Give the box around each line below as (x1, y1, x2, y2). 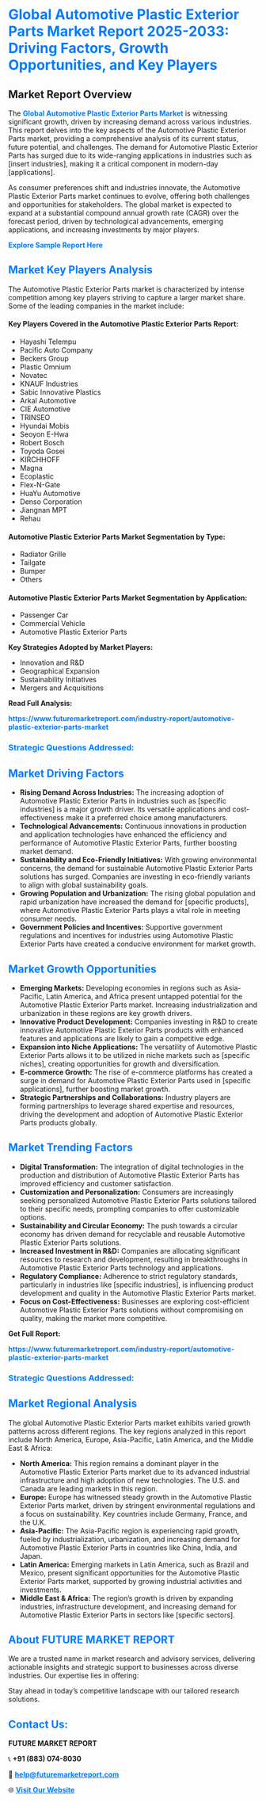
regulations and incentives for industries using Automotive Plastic (19, 931, 234, 941)
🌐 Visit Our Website (8, 1785, 75, 1795)
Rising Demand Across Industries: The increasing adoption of (19, 788, 224, 797)
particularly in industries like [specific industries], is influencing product (19, 1280, 254, 1289)
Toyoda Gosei (19, 446, 66, 456)
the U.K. (19, 1518, 47, 1527)
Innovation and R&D (19, 658, 85, 667)
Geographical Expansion (19, 666, 101, 676)
